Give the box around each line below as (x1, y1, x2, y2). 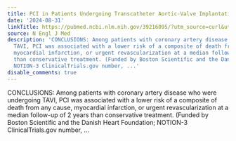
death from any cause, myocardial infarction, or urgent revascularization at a (7, 103, 229, 112)
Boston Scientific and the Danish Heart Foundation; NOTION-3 (7, 118, 188, 126)
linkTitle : (7, 23, 39, 30)
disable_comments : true (7, 69, 77, 76)
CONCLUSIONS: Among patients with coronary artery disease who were (7, 88, 217, 97)
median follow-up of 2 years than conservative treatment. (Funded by (7, 110, 209, 119)
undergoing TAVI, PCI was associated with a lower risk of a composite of (7, 95, 218, 104)
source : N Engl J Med (7, 29, 71, 37)
